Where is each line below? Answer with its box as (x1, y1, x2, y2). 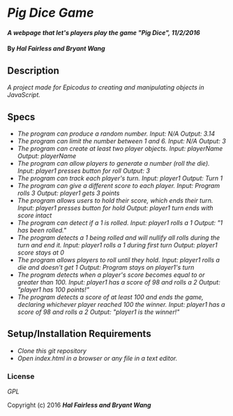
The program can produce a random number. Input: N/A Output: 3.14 (17, 129, 215, 138)
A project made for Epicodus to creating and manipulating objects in (7, 83, 204, 92)
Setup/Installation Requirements (7, 328, 151, 340)
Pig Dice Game (7, 5, 94, 21)
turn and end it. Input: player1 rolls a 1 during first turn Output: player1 (17, 241, 218, 249)
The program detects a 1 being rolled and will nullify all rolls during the (17, 234, 220, 242)
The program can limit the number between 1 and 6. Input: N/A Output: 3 (17, 137, 227, 145)
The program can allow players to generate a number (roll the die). (17, 159, 211, 167)
